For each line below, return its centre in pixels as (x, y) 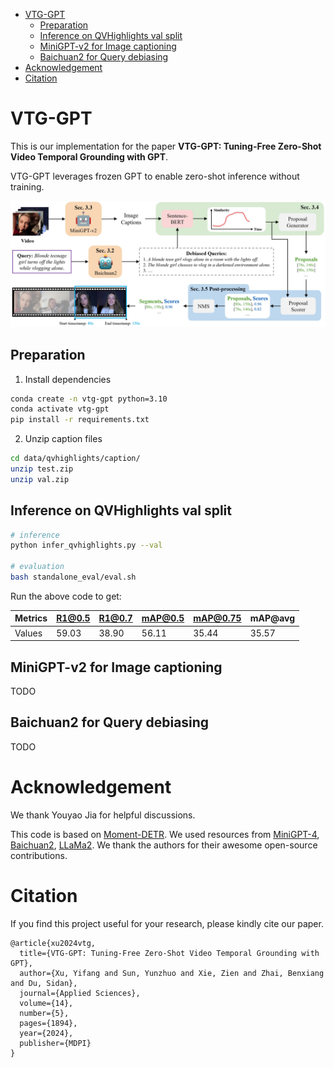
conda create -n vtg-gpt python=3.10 (89, 399)
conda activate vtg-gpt (60, 409)
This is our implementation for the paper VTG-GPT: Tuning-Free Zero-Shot (166, 146)
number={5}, (44, 1013)
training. (27, 186)
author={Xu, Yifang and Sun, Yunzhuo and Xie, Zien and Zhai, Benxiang (172, 973)
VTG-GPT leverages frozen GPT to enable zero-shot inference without (155, 176)
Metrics (31, 618)
